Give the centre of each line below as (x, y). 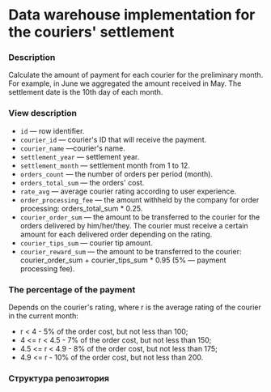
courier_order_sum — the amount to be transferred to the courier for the (140, 217)
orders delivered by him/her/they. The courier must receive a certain (134, 225)
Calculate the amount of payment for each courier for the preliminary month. (136, 75)
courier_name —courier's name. (72, 148)
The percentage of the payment (72, 289)
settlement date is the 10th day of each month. (86, 92)
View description (42, 113)
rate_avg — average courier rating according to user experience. (128, 191)
